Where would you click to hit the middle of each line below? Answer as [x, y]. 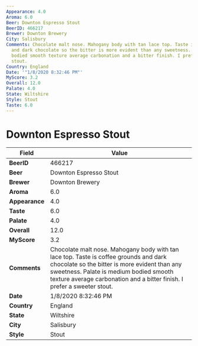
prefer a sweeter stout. [81, 286]
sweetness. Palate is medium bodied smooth [112, 271]
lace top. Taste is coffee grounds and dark [108, 257]
